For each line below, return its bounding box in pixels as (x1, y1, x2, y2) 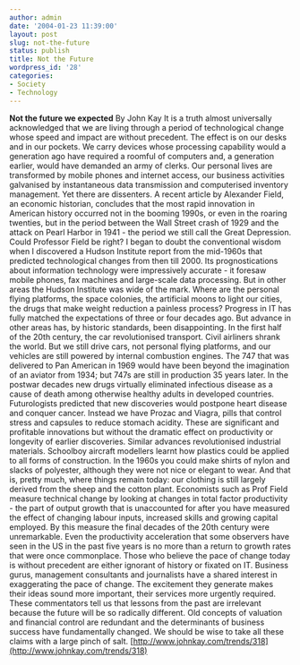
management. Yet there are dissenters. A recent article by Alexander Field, (9, 189, 285, 200)
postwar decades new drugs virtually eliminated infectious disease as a (9, 379, 273, 389)
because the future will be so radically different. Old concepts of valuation (9, 607, 283, 618)
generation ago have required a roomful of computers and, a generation (9, 150, 275, 161)
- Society (9, 80, 47, 89)
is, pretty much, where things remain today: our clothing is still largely (9, 473, 266, 484)
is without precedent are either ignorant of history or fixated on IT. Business (9, 559, 289, 570)
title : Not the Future (9, 55, 94, 64)
